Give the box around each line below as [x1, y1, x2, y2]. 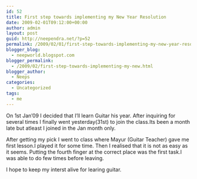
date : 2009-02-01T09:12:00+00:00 [6, 19, 88, 25]
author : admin [6, 25, 41, 31]
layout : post [6, 31, 38, 36]
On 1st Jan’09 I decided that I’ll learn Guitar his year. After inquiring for [6, 112, 176, 119]
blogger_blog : [6, 47, 41, 53]
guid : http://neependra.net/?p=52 [6, 36, 91, 42]
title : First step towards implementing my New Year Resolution [6, 14, 167, 20]
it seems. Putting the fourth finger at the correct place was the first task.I [6, 148, 182, 156]
